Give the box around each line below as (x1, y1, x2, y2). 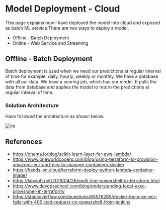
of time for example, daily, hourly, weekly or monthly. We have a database (5, 73, 158, 79)
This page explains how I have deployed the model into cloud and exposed (5, 20, 160, 26)
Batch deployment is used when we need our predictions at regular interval (5, 68, 161, 74)
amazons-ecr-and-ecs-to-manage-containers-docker (12, 161, 125, 167)
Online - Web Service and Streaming (12, 40, 89, 46)
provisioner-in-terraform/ (12, 188, 65, 194)
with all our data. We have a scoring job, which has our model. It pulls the (5, 78, 157, 84)
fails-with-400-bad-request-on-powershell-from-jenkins (12, 199, 131, 205)
